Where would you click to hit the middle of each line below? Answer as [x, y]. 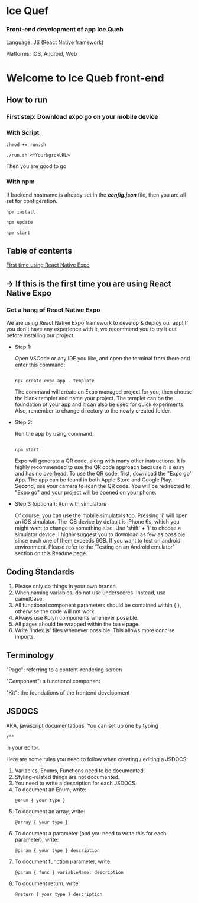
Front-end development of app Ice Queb [65, 30]
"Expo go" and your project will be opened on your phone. [85, 492]
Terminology [30, 655]
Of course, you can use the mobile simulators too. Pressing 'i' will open [101, 515]
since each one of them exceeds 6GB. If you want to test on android [98, 541]
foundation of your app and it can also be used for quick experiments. [100, 404]
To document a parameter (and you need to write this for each [90, 833]
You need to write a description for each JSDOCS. [76, 783]
